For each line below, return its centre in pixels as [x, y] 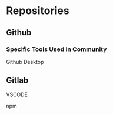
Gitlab [17, 80]
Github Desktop [25, 62]
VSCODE [17, 94]
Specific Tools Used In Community [56, 49]
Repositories [38, 11]
